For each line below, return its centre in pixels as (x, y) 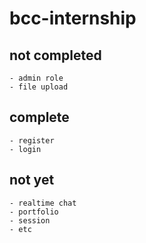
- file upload (39, 87)
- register (32, 140)
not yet (32, 180)
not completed (55, 55)
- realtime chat (43, 203)
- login (25, 149)
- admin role (36, 78)
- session (30, 220)
